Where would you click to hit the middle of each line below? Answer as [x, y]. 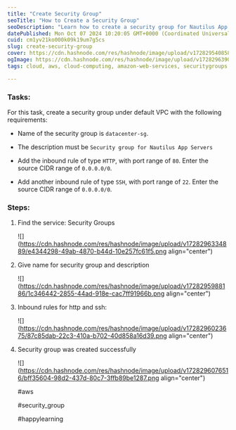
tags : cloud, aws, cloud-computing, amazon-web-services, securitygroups [118, 66]
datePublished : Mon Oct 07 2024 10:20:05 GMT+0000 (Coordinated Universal [119, 33]
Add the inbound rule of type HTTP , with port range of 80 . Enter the [113, 160]
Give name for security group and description [83, 265]
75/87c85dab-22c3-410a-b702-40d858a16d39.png [92, 336]
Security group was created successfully [77, 350]
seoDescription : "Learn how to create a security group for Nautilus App [118, 27]
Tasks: [19, 97]
